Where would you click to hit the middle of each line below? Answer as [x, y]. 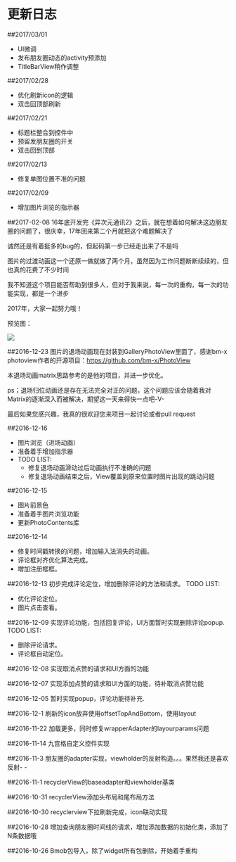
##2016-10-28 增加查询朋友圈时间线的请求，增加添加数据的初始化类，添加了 [118, 827]
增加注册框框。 [39, 569]
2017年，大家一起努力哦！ [45, 308]
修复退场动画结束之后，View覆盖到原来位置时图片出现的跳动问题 [122, 476]
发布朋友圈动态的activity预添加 [62, 58]
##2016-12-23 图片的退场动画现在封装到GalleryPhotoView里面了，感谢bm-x [117, 351]
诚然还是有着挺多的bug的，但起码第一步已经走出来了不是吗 [93, 246]
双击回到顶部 [36, 150]
